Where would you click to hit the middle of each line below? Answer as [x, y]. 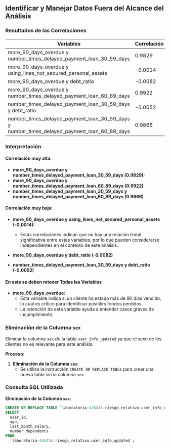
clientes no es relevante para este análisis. [49, 344]
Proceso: [15, 354]
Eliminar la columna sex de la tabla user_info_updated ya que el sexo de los [83, 339]
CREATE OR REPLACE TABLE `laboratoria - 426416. [55, 408]
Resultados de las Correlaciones [46, 31]
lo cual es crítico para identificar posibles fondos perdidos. [81, 304]
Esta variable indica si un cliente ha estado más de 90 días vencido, [91, 298]
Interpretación [23, 146]
